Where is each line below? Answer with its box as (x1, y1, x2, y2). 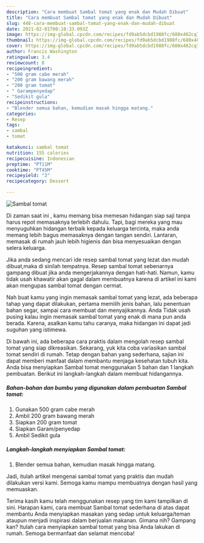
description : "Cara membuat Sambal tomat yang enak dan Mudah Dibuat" (6, 9, 189, 15)
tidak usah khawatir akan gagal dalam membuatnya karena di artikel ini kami (6, 275, 197, 283)
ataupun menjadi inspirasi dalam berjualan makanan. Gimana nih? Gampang (6, 516, 196, 524)
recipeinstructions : (6, 99, 59, 105)
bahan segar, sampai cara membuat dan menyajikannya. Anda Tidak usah (6, 306, 191, 314)
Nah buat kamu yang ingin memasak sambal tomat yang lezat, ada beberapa (6, 294, 198, 301)
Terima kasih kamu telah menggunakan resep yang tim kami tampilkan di (6, 497, 188, 505)
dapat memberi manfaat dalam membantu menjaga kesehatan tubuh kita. (6, 357, 189, 364)
